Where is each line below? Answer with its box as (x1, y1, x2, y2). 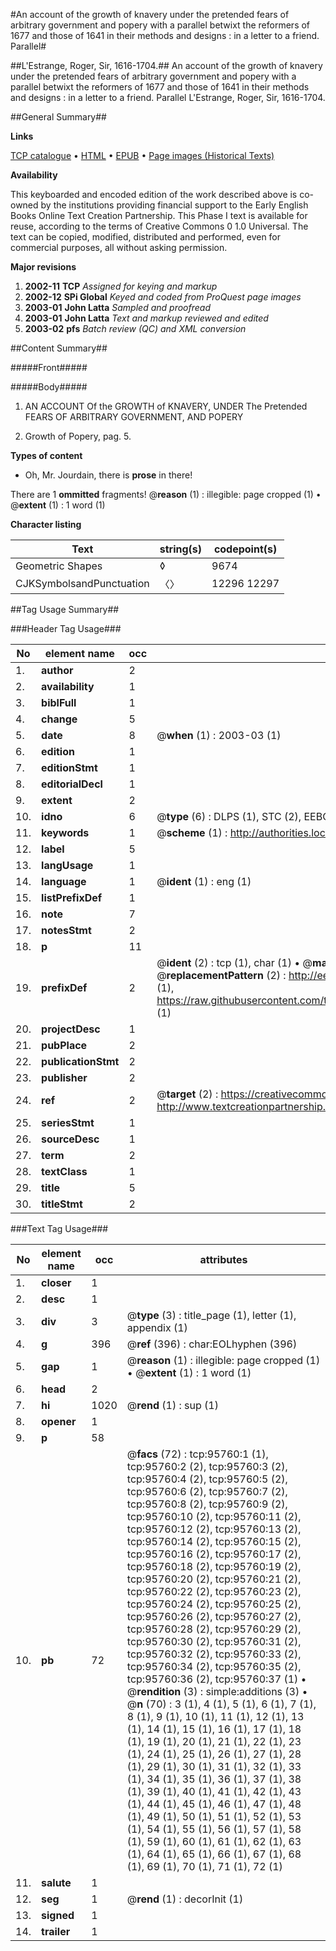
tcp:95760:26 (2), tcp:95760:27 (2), (126, 1610, 302, 1623)
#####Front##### (10, 362, 88, 373)
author (41, 664, 74, 677)
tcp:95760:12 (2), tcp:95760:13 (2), (126, 1522, 302, 1536)
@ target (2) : (156, 1087, 219, 1101)
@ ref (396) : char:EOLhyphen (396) (126, 1337, 298, 1351)
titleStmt (41, 1197, 83, 1211)
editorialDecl (41, 777, 103, 791)
